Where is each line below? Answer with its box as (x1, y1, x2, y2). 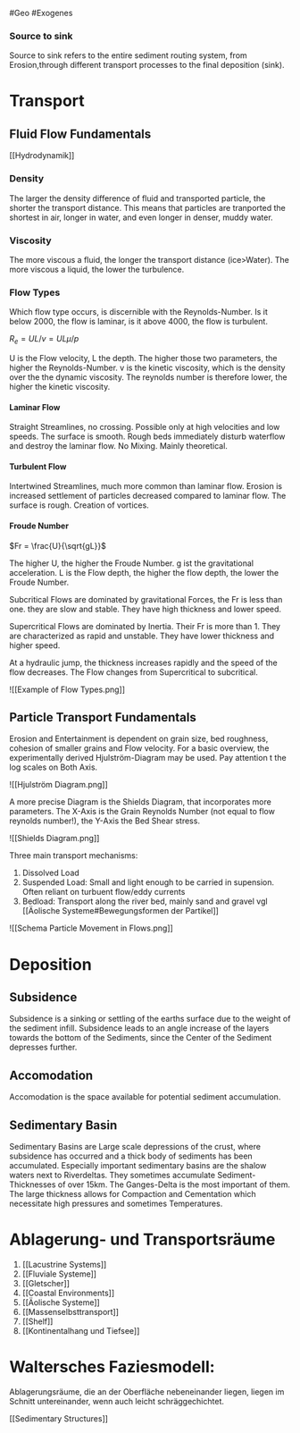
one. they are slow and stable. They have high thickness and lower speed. (9, 603, 282, 614)
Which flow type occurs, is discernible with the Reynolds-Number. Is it (9, 307, 268, 317)
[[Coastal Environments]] (21, 1287, 115, 1298)
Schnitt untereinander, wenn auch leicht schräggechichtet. (9, 1395, 225, 1406)
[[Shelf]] (21, 1316, 54, 1327)
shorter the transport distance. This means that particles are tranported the (9, 202, 286, 213)
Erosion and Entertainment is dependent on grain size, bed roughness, (9, 733, 269, 745)
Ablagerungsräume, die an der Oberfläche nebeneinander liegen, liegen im (9, 1386, 285, 1397)
